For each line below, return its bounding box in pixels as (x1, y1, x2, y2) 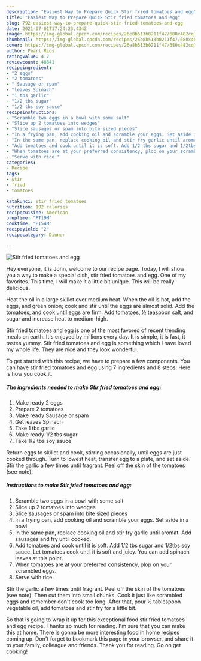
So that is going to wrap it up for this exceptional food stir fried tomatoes (6, 616, 185, 623)
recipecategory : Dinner (6, 232, 66, 238)
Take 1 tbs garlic (14, 424, 55, 432)
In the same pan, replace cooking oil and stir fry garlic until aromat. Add (14, 529, 192, 536)
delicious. (6, 284, 30, 291)
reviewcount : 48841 (6, 59, 55, 65)
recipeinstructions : (6, 109, 58, 115)
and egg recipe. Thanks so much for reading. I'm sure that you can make (6, 622, 185, 629)
